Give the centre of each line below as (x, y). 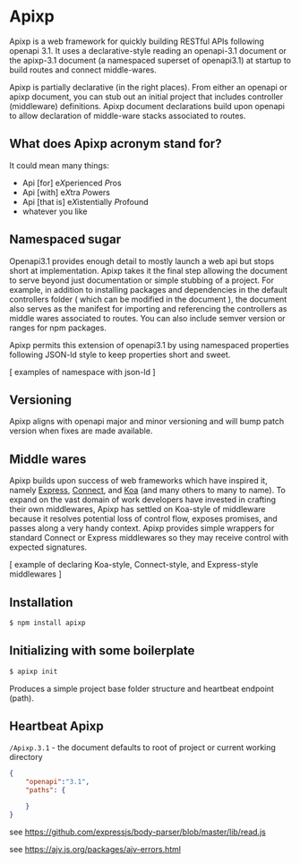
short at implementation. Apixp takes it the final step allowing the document (149, 270)
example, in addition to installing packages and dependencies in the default (149, 289)
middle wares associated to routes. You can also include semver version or (147, 318)
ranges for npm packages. (58, 328)
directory (26, 757)
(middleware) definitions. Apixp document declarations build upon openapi (147, 106)
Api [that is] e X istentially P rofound (86, 201)
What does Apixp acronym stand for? (116, 144)
